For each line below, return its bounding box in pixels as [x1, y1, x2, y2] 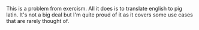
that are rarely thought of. [6, 18, 70, 24]
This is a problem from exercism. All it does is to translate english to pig [6, 5, 183, 12]
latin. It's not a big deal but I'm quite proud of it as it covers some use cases [6, 11, 194, 18]
